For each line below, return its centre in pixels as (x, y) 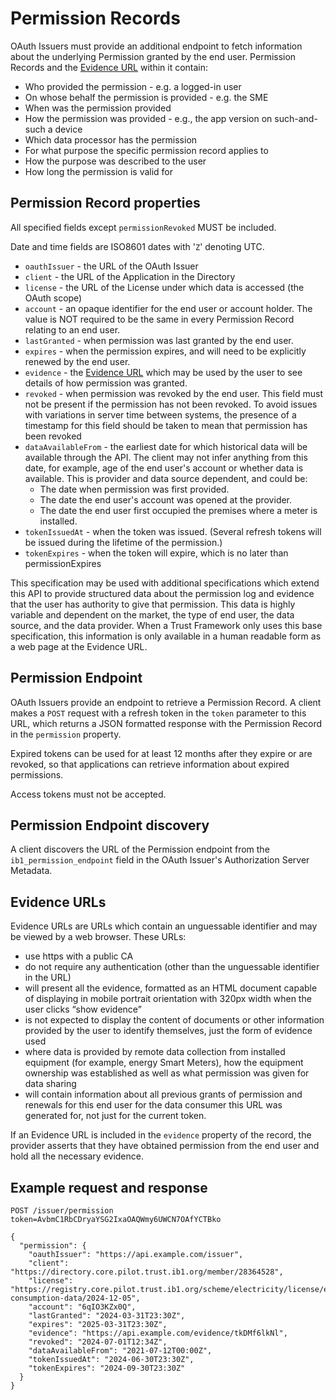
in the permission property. (66, 734)
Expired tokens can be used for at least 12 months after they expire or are (161, 753)
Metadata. (31, 871)
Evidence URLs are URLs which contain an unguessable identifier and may (164, 926)
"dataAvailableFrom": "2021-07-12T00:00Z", (120, 1351)
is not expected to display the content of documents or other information (174, 1020)
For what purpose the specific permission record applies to (146, 150)
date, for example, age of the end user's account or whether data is (164, 468)
